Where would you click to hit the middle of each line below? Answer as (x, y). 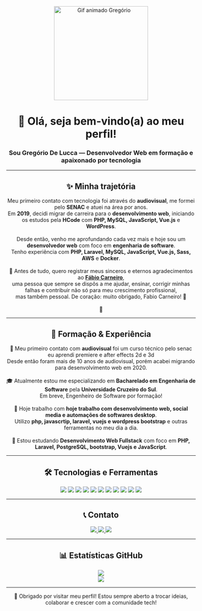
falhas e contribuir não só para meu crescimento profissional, (101, 290)
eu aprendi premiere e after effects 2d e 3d (101, 355)
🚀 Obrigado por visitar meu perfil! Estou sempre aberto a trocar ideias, (101, 596)
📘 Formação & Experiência (101, 334)
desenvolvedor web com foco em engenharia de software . (101, 245)
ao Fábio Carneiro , (101, 278)
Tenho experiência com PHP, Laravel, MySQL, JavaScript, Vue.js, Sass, (101, 252)
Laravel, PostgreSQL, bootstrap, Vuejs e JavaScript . (101, 447)
